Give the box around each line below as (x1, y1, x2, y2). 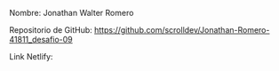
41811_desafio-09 (9, 35, 73, 44)
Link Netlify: (9, 51, 53, 61)
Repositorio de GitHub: (9, 25, 93, 35)
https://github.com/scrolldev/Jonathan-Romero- (94, 25, 270, 35)
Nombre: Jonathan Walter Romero (9, 8, 134, 18)
